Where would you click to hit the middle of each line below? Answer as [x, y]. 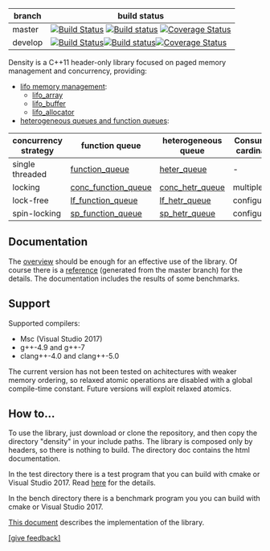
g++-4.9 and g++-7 [53, 347]
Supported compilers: [44, 323]
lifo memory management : [63, 86]
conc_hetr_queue [192, 187]
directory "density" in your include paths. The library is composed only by [131, 442]
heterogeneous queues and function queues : [95, 121]
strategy [38, 150]
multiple [248, 187]
